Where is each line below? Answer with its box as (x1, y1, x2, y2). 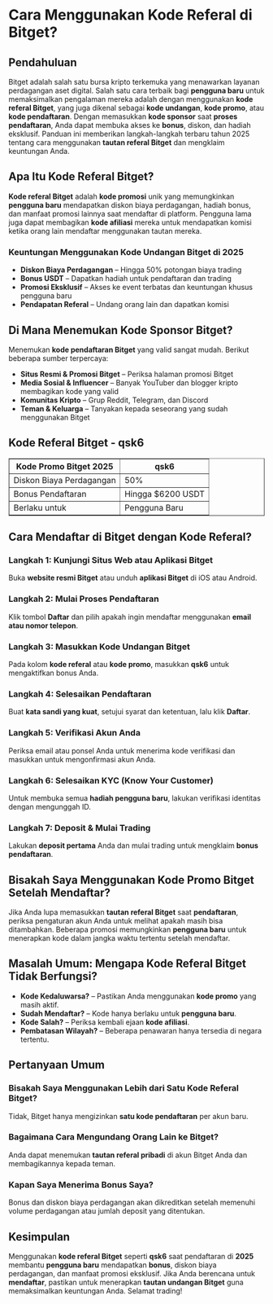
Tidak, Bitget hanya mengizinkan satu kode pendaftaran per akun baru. (8, 1111, 249, 1121)
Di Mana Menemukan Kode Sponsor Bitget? (8, 323, 233, 337)
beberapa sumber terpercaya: (8, 353, 109, 363)
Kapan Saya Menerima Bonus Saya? (8, 1179, 154, 1190)
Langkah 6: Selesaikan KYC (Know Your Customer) (8, 775, 214, 786)
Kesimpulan (8, 1230, 71, 1244)
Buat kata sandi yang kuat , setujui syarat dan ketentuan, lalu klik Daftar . (8, 707, 251, 717)
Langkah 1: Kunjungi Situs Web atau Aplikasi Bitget (8, 555, 214, 566)
